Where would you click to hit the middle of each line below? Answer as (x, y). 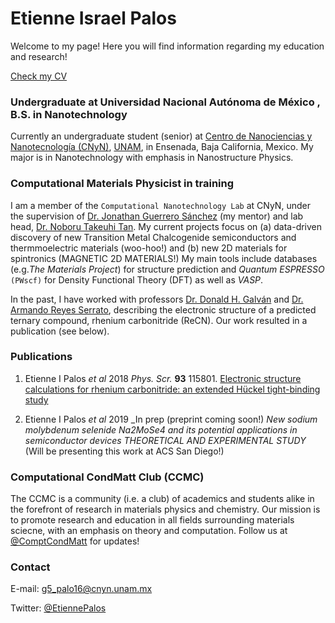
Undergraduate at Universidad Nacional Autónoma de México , (165, 102)
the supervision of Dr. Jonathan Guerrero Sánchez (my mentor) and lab (157, 216)
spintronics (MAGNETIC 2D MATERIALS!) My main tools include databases (164, 258)
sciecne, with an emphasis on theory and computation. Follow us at (149, 531)
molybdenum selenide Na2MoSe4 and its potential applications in (161, 429)
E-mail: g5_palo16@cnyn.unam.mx (81, 589)
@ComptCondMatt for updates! (75, 541)
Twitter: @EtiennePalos (58, 608)
